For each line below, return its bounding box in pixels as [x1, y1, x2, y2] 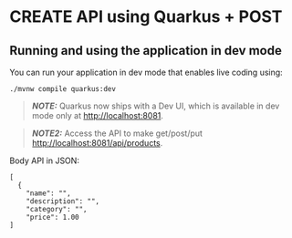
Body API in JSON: [9, 155, 80, 166]
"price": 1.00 [26, 212, 79, 222]
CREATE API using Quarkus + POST [9, 6, 283, 27]
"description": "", [26, 197, 100, 206]
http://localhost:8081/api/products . [31, 138, 163, 148]
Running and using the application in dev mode [9, 43, 283, 58]
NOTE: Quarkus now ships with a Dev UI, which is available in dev [31, 100, 280, 111]
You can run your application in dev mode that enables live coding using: [9, 67, 283, 78]
